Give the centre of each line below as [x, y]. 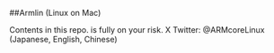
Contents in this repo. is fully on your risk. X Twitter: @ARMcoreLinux [137, 30]
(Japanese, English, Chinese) [64, 39]
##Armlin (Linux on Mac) [55, 13]
